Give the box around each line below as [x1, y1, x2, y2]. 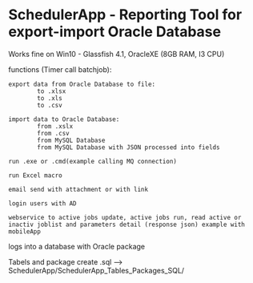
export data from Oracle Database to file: [8, 80, 156, 88]
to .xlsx [37, 87, 66, 95]
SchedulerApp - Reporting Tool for [8, 6, 243, 24]
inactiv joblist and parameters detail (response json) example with [8, 220, 246, 228]
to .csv [37, 101, 62, 109]
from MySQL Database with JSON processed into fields [37, 143, 220, 152]
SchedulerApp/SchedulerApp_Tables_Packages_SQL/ [8, 265, 185, 275]
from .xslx [37, 122, 74, 130]
